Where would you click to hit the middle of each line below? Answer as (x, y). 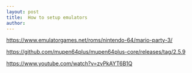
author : (16, 23)
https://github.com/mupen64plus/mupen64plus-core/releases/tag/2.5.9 (96, 52)
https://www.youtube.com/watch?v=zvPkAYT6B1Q (69, 63)
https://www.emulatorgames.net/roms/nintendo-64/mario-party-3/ (90, 40)
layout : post (23, 12)
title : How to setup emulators (47, 17)
